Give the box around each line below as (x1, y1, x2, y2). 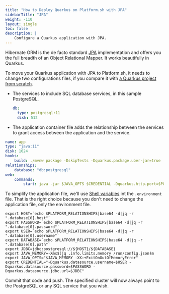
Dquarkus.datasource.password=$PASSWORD (5, 264, 92, 269)
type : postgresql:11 (17, 110, 60, 115)
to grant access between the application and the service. (12, 129, 131, 135)
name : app (5, 139, 26, 144)
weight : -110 (5, 17, 33, 22)
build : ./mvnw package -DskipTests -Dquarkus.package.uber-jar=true (14, 158, 161, 163)
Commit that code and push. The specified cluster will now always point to (5, 277, 160, 283)
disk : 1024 (5, 149, 28, 154)
